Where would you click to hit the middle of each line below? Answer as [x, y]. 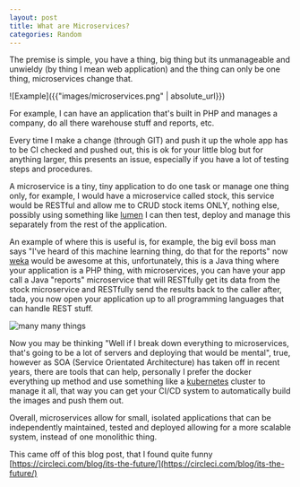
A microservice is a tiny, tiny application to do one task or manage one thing [149, 187]
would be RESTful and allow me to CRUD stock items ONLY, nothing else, [145, 205]
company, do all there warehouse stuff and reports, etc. [112, 123]
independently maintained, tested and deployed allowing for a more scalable [150, 428]
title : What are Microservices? [69, 26]
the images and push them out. [67, 401]
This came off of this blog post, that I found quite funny [111, 455]
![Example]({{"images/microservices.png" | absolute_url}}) [117, 96]
